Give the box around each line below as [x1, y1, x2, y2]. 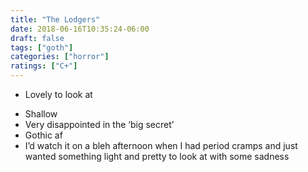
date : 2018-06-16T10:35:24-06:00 [10, 24, 150, 34]
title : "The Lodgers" [10, 14, 101, 25]
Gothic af [24, 129, 63, 141]
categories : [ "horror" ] [10, 52, 110, 62]
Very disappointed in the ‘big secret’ [24, 119, 175, 130]
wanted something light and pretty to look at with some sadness [24, 151, 290, 162]
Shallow [24, 108, 58, 120]
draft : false [10, 33, 65, 43]
